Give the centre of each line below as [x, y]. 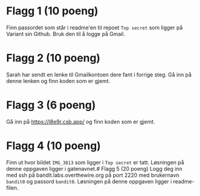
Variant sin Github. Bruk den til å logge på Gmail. [66, 33]
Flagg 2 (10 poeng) [53, 58]
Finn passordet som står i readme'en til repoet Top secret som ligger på [95, 27]
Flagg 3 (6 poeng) [51, 105]
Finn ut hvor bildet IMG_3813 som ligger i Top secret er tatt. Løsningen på [95, 162]
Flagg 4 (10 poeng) [54, 146]
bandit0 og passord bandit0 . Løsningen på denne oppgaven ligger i [89, 181]
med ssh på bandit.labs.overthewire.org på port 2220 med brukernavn [93, 175]
